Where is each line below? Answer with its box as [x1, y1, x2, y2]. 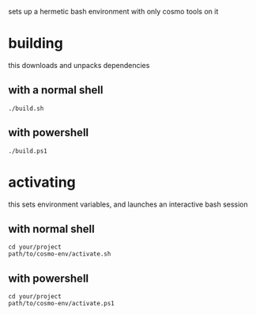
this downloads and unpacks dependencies [8, 60, 150, 70]
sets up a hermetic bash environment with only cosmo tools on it [8, 7, 219, 16]
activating [8, 173, 77, 191]
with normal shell [8, 222, 95, 236]
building [8, 35, 63, 52]
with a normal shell [8, 83, 104, 97]
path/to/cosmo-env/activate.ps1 [8, 300, 115, 308]
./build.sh [8, 104, 44, 112]
